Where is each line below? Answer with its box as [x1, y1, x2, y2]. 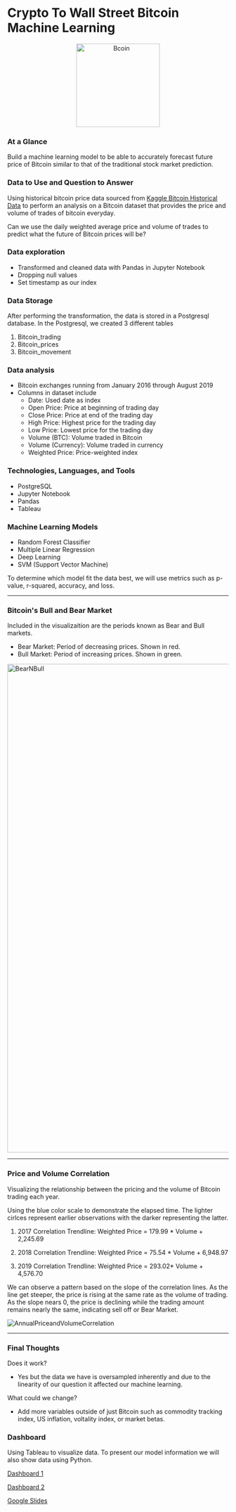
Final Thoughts [7, 1343, 60, 1352]
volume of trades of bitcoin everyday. [7, 209, 116, 217]
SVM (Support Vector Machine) [17, 560, 109, 569]
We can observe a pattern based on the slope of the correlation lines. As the [7, 1283, 228, 1291]
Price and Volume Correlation [7, 1169, 110, 1179]
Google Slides [7, 1497, 48, 1505]
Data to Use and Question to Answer [7, 178, 133, 188]
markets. [7, 629, 33, 638]
